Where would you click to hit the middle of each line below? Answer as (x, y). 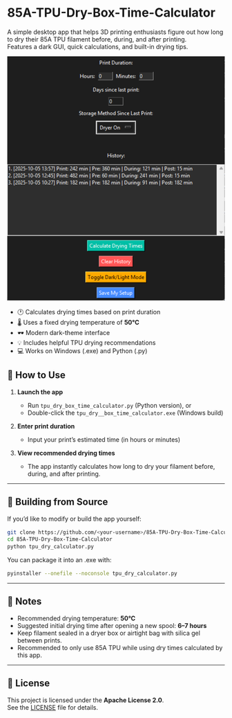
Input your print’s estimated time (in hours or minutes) (104, 439)
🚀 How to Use (36, 375)
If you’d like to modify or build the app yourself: (74, 519)
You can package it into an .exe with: (59, 560)
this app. (30, 655)
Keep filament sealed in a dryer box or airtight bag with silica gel (108, 633)
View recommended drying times (66, 453)
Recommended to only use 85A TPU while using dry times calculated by (120, 647)
